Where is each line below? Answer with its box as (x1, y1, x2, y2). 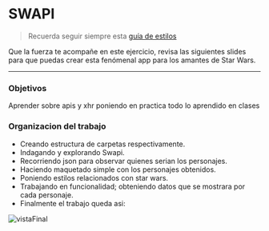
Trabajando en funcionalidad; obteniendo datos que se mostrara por (19, 181, 246, 191)
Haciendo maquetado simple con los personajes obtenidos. (19, 165, 216, 174)
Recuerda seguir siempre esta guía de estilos (27, 31, 177, 41)
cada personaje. (19, 189, 74, 200)
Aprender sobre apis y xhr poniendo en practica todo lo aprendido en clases (8, 101, 260, 110)
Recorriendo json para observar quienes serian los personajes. (19, 156, 228, 165)
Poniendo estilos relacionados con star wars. (19, 173, 169, 182)
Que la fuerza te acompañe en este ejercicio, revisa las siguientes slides (8, 46, 247, 56)
